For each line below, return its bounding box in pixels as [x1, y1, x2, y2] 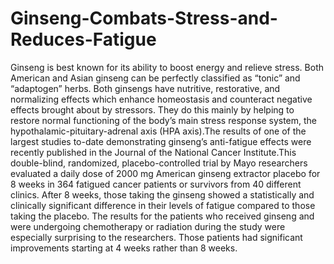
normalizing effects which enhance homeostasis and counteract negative [10, 93, 313, 105]
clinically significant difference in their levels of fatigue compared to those [10, 199, 316, 211]
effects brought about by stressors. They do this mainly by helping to [10, 103, 295, 116]
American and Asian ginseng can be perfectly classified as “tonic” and [10, 72, 301, 84]
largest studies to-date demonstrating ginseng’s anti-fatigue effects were [10, 135, 312, 147]
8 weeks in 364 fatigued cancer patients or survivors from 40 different [10, 178, 302, 190]
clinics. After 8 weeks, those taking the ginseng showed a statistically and [10, 188, 315, 201]
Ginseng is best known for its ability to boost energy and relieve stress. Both [10, 61, 324, 73]
